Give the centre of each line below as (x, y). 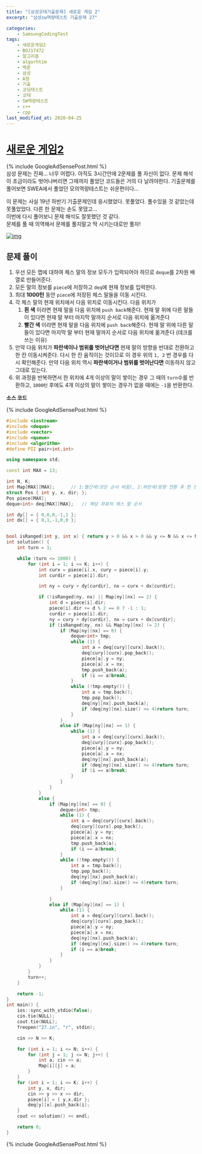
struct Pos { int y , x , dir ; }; (47, 492)
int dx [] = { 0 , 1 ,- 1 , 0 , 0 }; (41, 520)
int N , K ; (19, 482)
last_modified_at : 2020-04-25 (44, 118)
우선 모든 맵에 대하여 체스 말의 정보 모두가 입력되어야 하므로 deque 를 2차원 (102, 272)
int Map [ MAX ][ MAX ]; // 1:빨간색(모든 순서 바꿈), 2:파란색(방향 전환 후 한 (99, 487)
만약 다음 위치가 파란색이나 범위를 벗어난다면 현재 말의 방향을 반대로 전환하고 (104, 347)
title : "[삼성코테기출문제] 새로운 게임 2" (53, 12)
